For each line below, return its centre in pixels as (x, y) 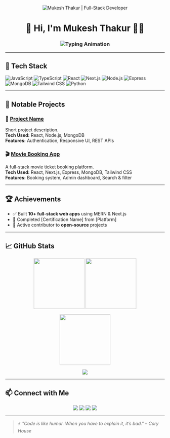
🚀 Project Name (25, 119)
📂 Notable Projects (35, 104)
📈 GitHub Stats (30, 246)
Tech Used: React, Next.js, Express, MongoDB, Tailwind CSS (69, 172)
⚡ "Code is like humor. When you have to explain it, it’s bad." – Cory (88, 423)
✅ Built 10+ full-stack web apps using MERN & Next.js (69, 214)
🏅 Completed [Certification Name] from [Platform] (65, 220)
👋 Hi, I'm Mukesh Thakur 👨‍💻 (85, 28)
